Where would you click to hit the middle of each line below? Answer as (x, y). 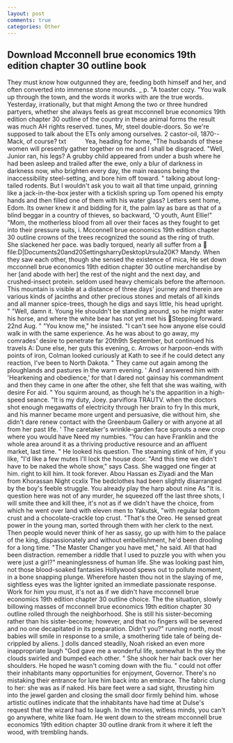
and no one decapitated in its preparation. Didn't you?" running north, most (115, 629)
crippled (19, 644)
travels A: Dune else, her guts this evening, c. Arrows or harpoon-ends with (115, 348)
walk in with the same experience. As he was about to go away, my (103, 334)
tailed (15, 186)
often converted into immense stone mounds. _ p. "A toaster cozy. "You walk (117, 90)
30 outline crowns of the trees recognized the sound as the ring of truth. (111, 238)
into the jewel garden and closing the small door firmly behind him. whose (113, 695)
